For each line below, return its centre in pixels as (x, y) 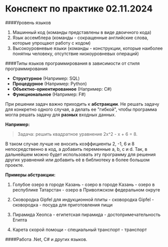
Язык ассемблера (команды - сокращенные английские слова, (80, 38)
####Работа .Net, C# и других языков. (46, 239)
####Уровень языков (28, 23)
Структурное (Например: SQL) (46, 78)
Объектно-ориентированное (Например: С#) (62, 89)
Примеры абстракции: (30, 175)
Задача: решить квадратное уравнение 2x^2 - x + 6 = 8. (77, 134)
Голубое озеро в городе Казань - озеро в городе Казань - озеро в (83, 184)
